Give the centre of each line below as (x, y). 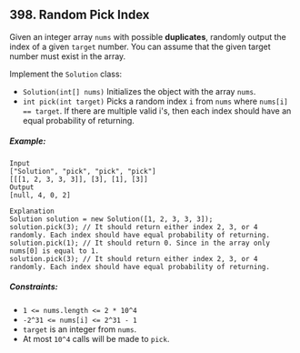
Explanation (32, 211)
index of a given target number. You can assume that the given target (140, 46)
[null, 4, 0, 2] (40, 195)
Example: (28, 141)
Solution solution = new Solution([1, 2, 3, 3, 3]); (111, 219)
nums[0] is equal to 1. (55, 251)
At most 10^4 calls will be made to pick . (96, 338)
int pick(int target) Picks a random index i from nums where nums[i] (155, 101)
